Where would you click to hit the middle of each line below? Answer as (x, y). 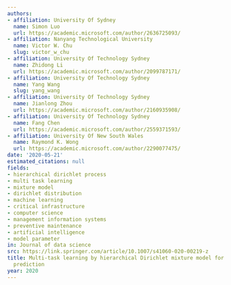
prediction (29, 264)
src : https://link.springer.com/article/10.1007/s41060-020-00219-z (108, 252)
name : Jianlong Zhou (43, 104)
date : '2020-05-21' (35, 155)
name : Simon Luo (37, 26)
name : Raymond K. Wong (46, 142)
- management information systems (57, 219)
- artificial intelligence (46, 232)
